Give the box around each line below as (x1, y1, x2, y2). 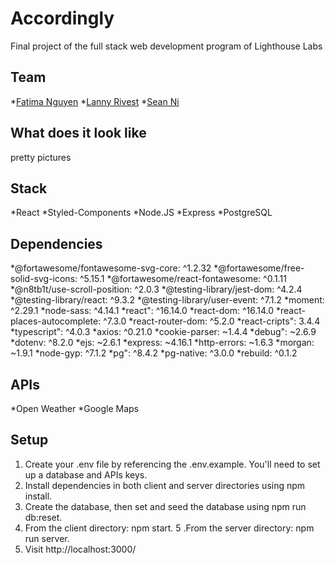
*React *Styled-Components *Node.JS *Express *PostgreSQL (10, 207, 273, 219)
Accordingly (10, 7, 115, 30)
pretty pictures (10, 151, 72, 163)
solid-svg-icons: (10, 273, 78, 285)
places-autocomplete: (10, 315, 102, 327)
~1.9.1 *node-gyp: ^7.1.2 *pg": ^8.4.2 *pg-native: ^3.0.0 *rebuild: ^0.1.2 (10, 347, 298, 359)
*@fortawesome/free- (213, 262, 305, 274)
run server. (24, 532, 70, 544)
